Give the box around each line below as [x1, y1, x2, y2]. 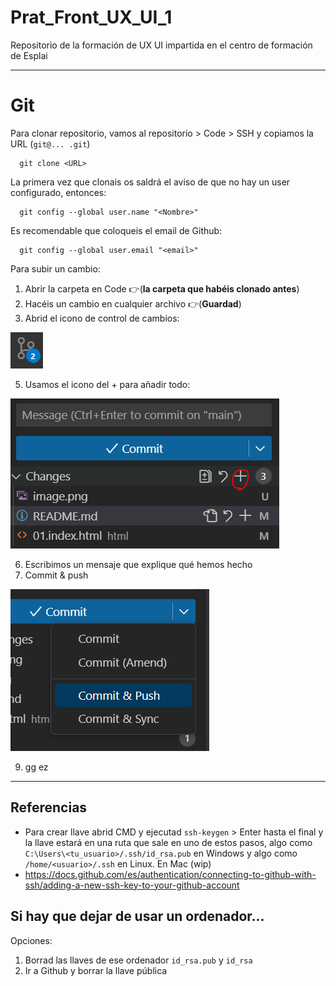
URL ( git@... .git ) [10, 137, 91, 150]
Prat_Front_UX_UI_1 [10, 6, 173, 29]
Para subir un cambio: [10, 262, 101, 275]
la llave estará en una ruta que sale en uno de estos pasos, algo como [24, 836, 313, 848]
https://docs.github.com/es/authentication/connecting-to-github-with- [24, 868, 317, 880]
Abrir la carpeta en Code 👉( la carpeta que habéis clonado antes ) [24, 282, 300, 295]
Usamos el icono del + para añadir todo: [24, 378, 191, 390]
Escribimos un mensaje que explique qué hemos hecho [24, 558, 253, 570]
